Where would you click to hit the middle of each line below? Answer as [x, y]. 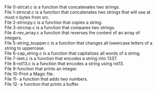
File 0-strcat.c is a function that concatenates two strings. [62, 7]
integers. [13, 38]
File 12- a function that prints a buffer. [42, 84]
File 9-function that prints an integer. [41, 69]
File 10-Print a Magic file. [29, 74]
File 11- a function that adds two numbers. [46, 79]
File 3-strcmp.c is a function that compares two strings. [60, 28]
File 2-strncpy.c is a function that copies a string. [54, 22]
